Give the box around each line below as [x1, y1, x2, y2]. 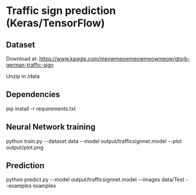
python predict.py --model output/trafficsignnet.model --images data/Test [6, 176, 185, 183]
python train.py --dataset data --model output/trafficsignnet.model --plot [6, 137, 182, 144]
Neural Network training [6, 122, 96, 132]
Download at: [6, 55, 38, 62]
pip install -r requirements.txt [6, 105, 76, 112]
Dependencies [6, 89, 60, 100]
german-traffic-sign [6, 61, 54, 68]
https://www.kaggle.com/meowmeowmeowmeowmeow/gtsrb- [38, 55, 190, 62]
